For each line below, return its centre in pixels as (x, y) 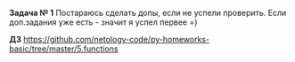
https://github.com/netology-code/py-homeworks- (117, 39)
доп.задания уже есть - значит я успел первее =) (103, 22)
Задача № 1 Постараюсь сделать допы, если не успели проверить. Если (148, 13)
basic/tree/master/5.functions (64, 49)
